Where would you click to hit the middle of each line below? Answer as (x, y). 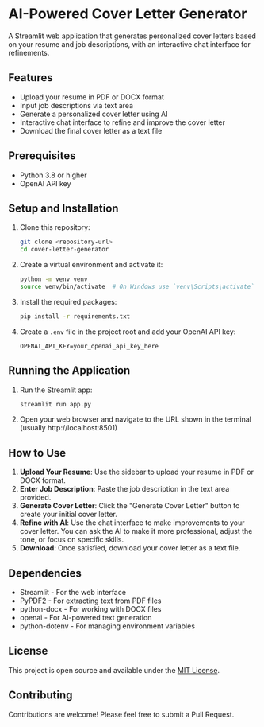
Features (31, 78)
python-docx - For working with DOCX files (90, 609)
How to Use (37, 453)
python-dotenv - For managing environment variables (107, 626)
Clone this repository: (55, 227)
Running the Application (69, 371)
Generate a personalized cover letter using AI (94, 114)
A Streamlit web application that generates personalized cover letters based (132, 36)
